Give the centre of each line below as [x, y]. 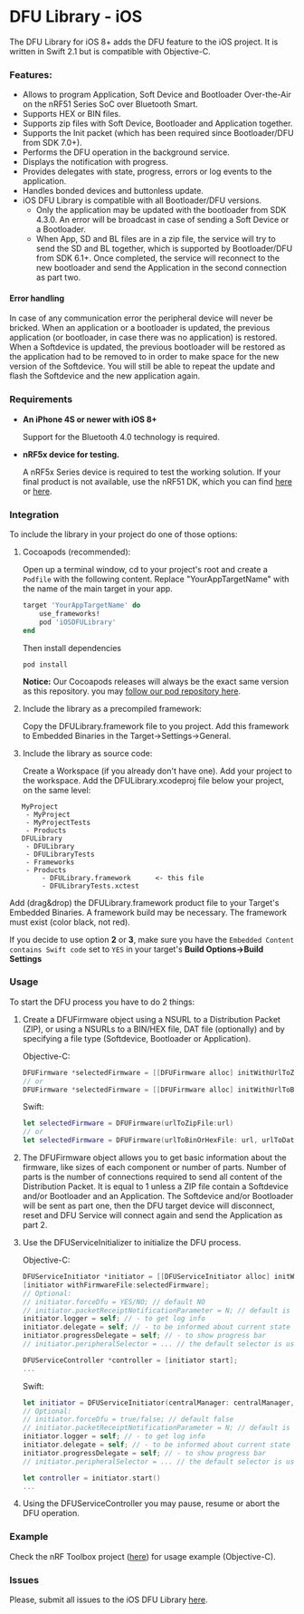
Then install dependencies [72, 648]
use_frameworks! [70, 613]
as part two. [58, 277]
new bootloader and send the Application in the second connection [161, 268]
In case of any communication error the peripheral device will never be [141, 318]
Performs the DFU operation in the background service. [126, 152]
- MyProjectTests [58, 822]
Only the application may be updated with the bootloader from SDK [161, 210]
